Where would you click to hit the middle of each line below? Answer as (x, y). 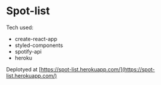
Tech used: (20, 27)
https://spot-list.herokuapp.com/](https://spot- (98, 69)
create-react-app (36, 39)
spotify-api (28, 51)
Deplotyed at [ (24, 69)
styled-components (39, 45)
